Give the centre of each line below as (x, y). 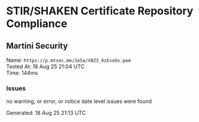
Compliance (37, 24)
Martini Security (37, 46)
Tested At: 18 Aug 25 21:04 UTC (45, 66)
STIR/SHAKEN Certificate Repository (100, 11)
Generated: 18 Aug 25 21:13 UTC (46, 113)
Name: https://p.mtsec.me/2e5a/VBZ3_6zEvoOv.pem (69, 60)
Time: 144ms (22, 73)
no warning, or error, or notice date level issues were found (79, 101)
